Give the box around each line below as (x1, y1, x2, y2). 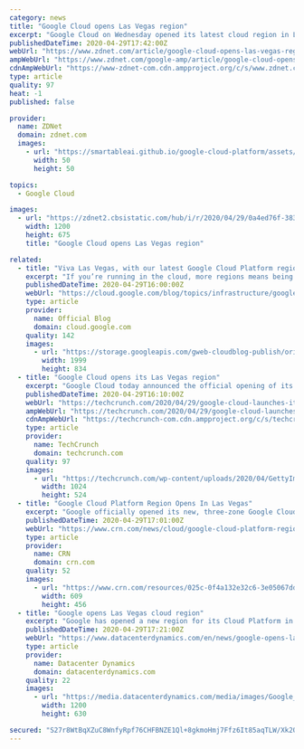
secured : (9, 725, 43, 735)
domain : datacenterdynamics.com (33, 667, 156, 677)
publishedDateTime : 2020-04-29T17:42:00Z (9, 38, 168, 48)
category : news (9, 13, 67, 23)
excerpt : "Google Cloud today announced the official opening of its (25, 381, 294, 390)
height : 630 (42, 709, 88, 718)
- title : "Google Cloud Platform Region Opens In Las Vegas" (17, 499, 253, 508)
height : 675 (25, 231, 71, 240)
